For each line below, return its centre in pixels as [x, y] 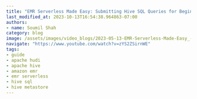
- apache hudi [23, 60]
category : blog [25, 33]
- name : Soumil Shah [31, 28]
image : [14, 38]
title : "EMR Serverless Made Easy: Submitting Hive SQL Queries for [91, 11]
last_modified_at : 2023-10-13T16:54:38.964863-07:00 [72, 17]
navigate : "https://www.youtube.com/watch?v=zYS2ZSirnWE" [78, 44]
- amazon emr [22, 71]
